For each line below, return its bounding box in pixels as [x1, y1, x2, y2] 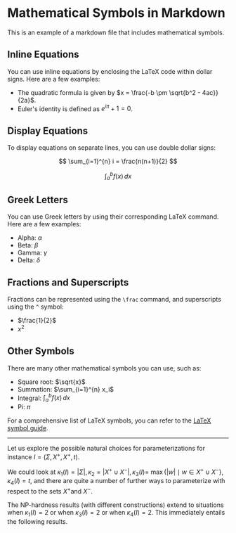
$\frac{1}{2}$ [17, 316, 57, 325]
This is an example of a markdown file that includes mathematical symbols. [7, 28, 225, 37]
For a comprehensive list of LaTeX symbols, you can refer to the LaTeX [7, 416, 211, 425]
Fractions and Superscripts [7, 276, 129, 288]
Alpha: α [17, 233, 42, 242]
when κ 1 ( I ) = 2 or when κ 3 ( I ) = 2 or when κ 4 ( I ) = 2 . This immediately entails [7, 508, 225, 518]
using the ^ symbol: [7, 302, 64, 311]
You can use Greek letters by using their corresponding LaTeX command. [7, 212, 219, 221]
